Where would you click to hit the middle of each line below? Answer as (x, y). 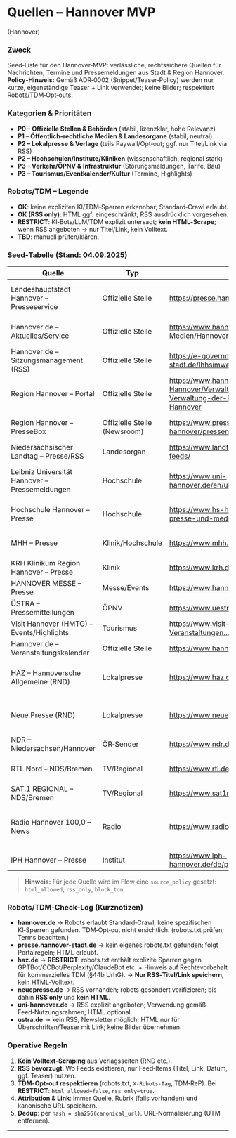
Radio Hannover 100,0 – (51, 823)
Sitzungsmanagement (47, 360)
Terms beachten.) (43, 938)
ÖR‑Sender (120, 744)
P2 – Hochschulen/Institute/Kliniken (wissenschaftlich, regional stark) (120, 158)
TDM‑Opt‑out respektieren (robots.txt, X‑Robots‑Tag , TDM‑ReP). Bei (117, 1083)
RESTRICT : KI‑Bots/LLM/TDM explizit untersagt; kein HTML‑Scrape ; (117, 221)
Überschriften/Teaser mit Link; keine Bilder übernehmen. (99, 1027)
